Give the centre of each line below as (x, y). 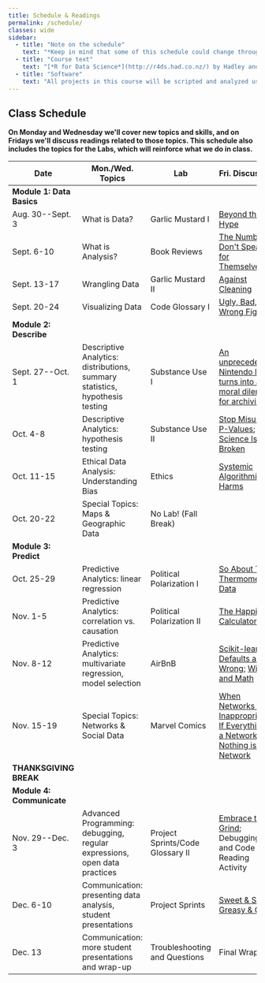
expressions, (105, 853)
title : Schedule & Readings (54, 15)
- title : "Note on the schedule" (70, 45)
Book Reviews (176, 251)
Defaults (234, 659)
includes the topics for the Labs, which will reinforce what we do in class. (131, 149)
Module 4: (32, 791)
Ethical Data (104, 462)
